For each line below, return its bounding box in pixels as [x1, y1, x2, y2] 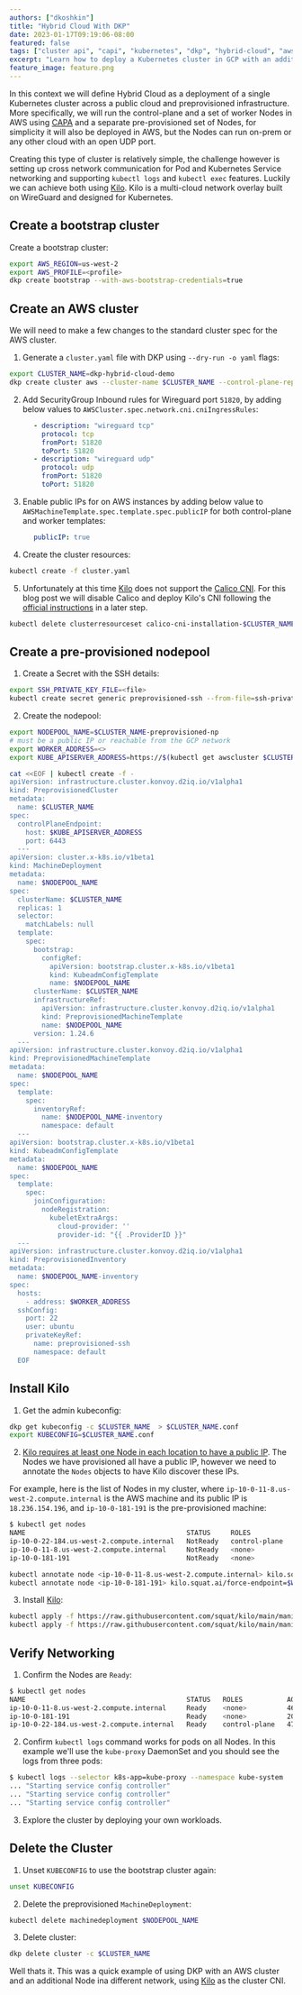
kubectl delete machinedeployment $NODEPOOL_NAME [9, 1916, 200, 1925]
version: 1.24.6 [32, 1029, 94, 1038]
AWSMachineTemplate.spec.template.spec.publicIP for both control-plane [22, 506, 292, 517]
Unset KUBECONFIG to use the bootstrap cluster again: [22, 1864, 217, 1875]
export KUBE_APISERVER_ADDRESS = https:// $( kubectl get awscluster [9, 753, 259, 762]
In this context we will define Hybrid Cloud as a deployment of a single [9, 87, 271, 99]
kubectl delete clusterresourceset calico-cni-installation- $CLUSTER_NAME [9, 619, 296, 628]
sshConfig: [17, 1305, 58, 1314]
